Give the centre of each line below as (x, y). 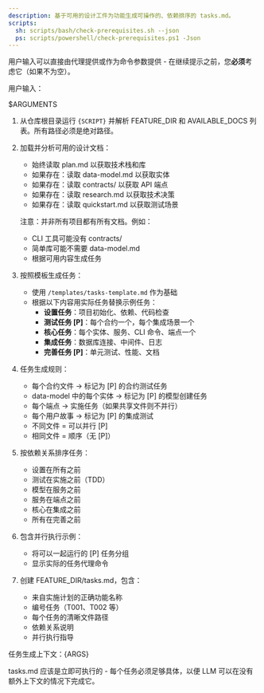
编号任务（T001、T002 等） (77, 608)
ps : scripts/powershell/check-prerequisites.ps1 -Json (108, 38)
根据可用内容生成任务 (66, 258)
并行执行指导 (52, 637)
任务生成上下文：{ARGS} (49, 654)
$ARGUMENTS (33, 104)
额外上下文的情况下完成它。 (54, 681)
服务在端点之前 (56, 500)
